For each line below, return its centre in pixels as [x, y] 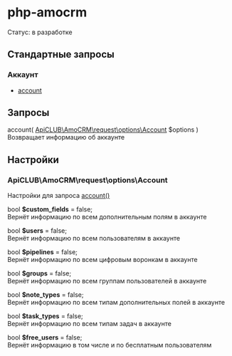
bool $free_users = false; [45, 337]
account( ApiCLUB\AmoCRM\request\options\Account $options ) [103, 130]
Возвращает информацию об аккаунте [66, 137]
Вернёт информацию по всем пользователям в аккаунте [94, 239]
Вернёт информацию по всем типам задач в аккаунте [90, 324]
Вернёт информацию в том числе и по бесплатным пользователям [110, 345]
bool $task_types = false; [45, 316]
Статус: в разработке [40, 32]
